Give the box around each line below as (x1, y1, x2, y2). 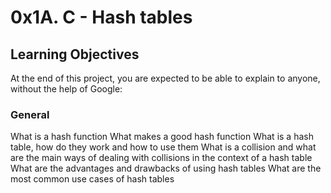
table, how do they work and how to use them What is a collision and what (10, 141, 317, 153)
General (10, 107, 50, 121)
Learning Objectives (10, 46, 140, 63)
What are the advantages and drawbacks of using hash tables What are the (10, 162, 322, 175)
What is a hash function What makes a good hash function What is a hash (10, 131, 314, 143)
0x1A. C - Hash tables (10, 6, 193, 29)
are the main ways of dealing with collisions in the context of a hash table (10, 152, 313, 164)
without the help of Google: (10, 83, 123, 95)
